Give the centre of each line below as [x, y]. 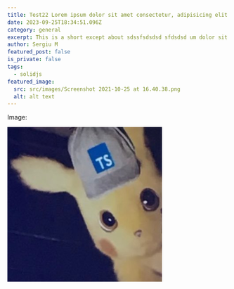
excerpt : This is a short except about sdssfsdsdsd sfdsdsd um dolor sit [118, 37]
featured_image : [31, 82]
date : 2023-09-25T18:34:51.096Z [54, 22]
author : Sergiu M [33, 45]
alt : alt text [34, 96]
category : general [34, 30]
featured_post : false [39, 52]
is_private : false [34, 60]
